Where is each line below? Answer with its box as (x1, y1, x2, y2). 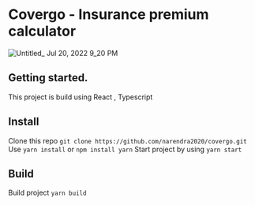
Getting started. (8, 71, 88, 84)
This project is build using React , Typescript (8, 92, 153, 102)
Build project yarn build (8, 188, 87, 198)
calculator (8, 22, 77, 40)
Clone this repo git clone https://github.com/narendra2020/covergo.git (8, 136, 247, 145)
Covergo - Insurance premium (8, 6, 209, 24)
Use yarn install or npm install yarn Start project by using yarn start (8, 144, 242, 154)
